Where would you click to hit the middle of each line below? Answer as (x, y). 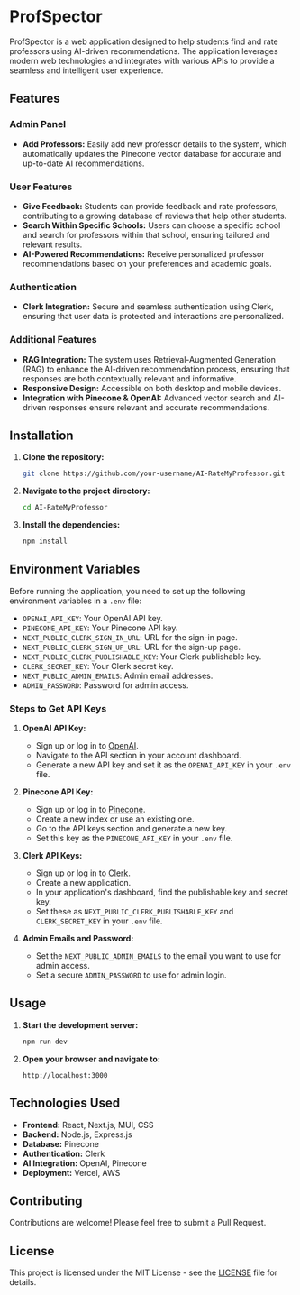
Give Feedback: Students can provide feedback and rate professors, (150, 206)
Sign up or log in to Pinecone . (91, 810)
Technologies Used (64, 1103)
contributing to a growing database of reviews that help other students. (155, 216)
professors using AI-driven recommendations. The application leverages (144, 51)
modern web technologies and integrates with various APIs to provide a (142, 60)
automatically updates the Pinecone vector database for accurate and (152, 153)
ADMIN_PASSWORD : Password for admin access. (105, 685)
